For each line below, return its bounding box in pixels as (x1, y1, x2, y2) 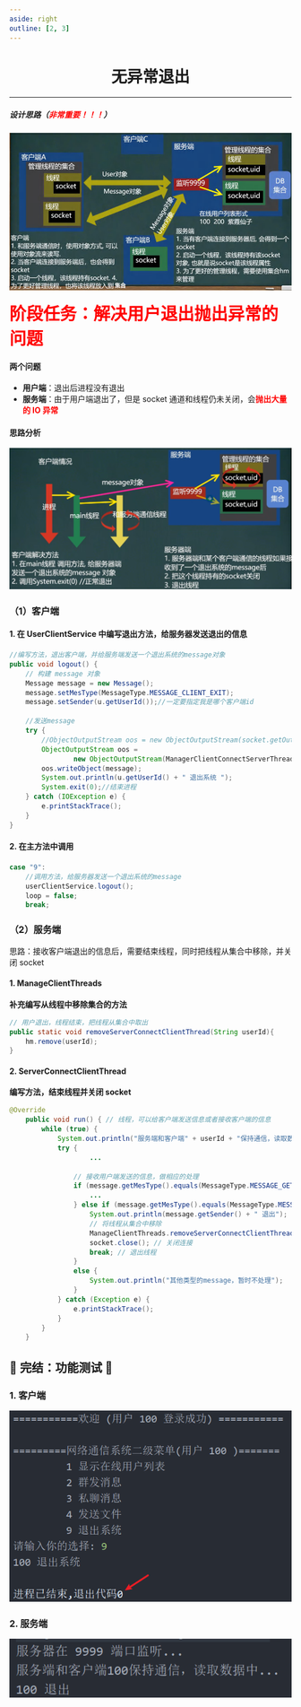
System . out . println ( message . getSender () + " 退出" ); (89, 1210, 288, 1219)
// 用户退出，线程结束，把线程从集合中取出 (9, 1018, 149, 1027)
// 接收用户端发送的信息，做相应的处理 (73, 1171, 200, 1181)
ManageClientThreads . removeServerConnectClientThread (89, 1229, 295, 1238)
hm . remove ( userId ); (25, 1037, 99, 1046)
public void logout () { (9, 659, 99, 668)
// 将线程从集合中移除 (89, 1219, 162, 1228)
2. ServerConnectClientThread (9, 1066, 127, 1076)
